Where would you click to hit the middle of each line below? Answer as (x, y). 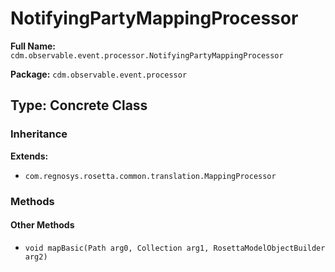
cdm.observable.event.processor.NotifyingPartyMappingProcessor (147, 55)
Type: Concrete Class (79, 105)
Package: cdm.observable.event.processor (99, 74)
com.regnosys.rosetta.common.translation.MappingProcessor (150, 176)
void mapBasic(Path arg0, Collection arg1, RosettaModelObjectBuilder (175, 248)
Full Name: (33, 46)
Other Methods (42, 225)
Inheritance (39, 134)
